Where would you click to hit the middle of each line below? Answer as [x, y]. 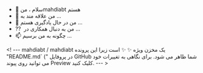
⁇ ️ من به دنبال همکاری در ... [48, 29]
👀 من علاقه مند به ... [38, 16]
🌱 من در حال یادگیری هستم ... [49, 22]
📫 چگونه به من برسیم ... [43, 36]
